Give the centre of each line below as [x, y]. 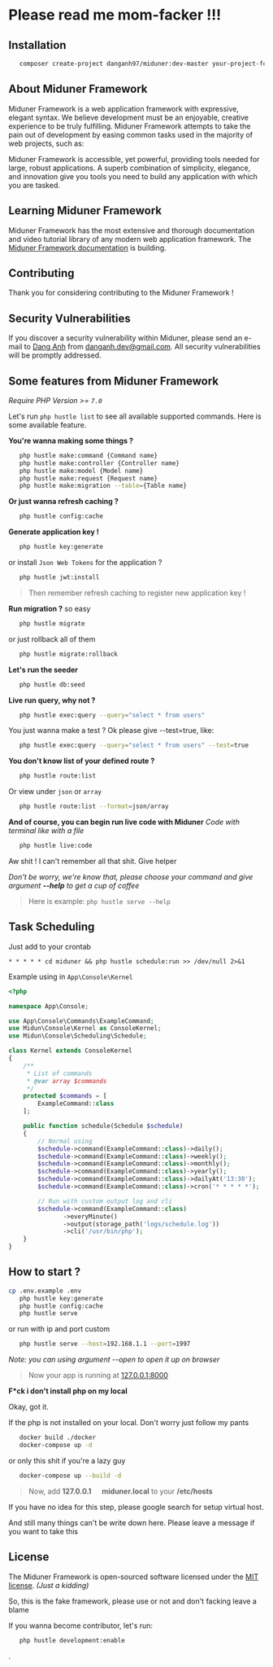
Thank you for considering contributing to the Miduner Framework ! [121, 293]
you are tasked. [35, 185]
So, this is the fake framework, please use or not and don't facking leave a [133, 1601]
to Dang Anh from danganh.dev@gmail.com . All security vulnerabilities [143, 347]
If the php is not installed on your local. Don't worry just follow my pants [129, 1423]
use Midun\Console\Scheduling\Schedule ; [78, 1036]
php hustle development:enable [72, 1640]
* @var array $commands [67, 1081]
